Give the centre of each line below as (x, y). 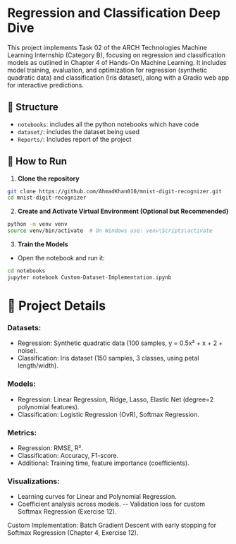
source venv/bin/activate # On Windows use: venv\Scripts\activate (110, 231)
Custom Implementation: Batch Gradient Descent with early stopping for (112, 525)
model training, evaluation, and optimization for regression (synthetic (107, 70)
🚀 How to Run (37, 161)
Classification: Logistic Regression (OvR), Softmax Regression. (108, 414)
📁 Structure (33, 107)
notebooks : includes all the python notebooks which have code (108, 124)
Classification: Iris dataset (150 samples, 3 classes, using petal (108, 358)
